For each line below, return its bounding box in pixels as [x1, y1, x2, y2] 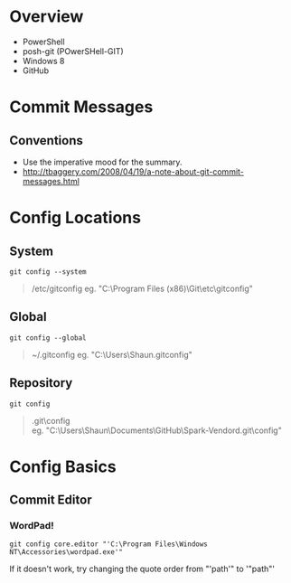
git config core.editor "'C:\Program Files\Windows [9, 540, 208, 549]
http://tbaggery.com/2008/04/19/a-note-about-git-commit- [22, 165, 244, 177]
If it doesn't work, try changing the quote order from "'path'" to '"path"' [9, 563, 276, 575]
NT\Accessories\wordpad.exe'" [9, 548, 124, 557]
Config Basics [9, 456, 117, 476]
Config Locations [9, 208, 142, 228]
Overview [9, 6, 84, 27]
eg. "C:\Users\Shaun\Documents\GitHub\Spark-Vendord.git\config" [31, 425, 282, 436]
